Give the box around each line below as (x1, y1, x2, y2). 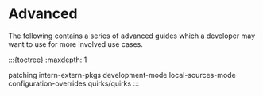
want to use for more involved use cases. (8, 39, 143, 48)
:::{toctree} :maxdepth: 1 (8, 55, 87, 64)
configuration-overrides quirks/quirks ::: (8, 79, 140, 88)
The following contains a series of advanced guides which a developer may (8, 31, 256, 40)
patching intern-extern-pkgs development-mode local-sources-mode (8, 70, 236, 79)
